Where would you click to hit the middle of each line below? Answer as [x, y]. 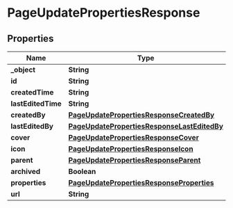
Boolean [82, 171]
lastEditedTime [36, 104]
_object [23, 70]
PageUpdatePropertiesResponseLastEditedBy [146, 126]
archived [26, 171]
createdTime [32, 92]
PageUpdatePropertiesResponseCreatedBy [141, 115]
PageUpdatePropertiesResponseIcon [131, 149]
